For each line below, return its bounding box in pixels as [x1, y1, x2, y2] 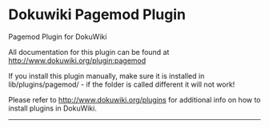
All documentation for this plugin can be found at [8, 47, 170, 56]
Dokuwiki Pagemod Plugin [8, 6, 187, 24]
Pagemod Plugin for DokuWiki [8, 32, 107, 41]
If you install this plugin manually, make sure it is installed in [8, 71, 205, 80]
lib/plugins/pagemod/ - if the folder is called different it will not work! [8, 80, 235, 89]
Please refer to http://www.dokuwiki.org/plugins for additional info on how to [8, 95, 262, 104]
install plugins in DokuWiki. [8, 103, 98, 113]
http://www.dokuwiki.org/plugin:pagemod [8, 56, 147, 65]
